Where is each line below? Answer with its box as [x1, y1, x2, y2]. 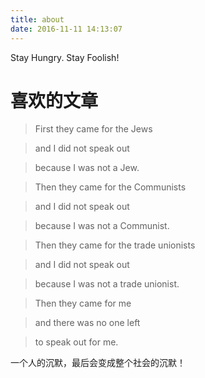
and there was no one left [34, 317, 141, 329]
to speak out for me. [34, 336, 119, 348]
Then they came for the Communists [34, 181, 187, 193]
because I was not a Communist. [34, 220, 170, 232]
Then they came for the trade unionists [34, 239, 196, 251]
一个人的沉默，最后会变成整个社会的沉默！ [10, 357, 186, 369]
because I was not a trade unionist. [34, 278, 180, 290]
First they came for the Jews [34, 123, 153, 135]
